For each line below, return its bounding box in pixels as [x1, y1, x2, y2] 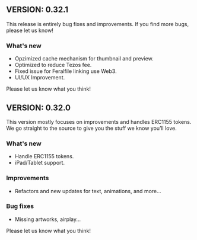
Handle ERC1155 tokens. [14, 153, 74, 160]
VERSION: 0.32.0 [6, 103, 71, 113]
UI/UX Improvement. [14, 74, 65, 81]
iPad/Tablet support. [14, 159, 65, 167]
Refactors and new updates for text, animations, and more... [14, 187, 161, 194]
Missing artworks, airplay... [14, 216, 81, 223]
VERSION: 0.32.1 [6, 5, 69, 15]
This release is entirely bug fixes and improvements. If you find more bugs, [6, 20, 189, 27]
